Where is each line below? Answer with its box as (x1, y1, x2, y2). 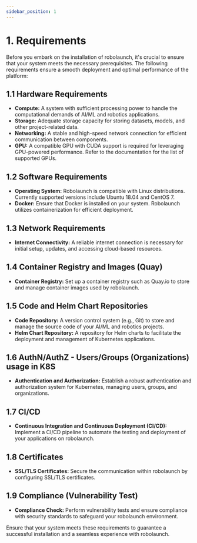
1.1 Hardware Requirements (6, 89, 108, 99)
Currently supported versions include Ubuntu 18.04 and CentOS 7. (14, 194, 175, 201)
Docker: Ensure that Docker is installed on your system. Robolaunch (14, 200, 181, 207)
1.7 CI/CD (6, 407, 41, 417)
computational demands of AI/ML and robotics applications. (14, 111, 160, 118)
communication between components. (14, 136, 108, 143)
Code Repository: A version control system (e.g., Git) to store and (14, 317, 175, 324)
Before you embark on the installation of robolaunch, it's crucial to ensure (6, 54, 184, 61)
